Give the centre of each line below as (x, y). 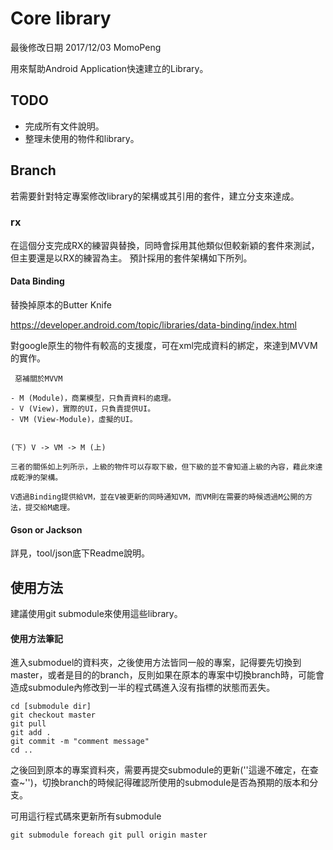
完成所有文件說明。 (64, 126)
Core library (61, 18)
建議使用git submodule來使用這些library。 (96, 614)
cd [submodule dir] (51, 707)
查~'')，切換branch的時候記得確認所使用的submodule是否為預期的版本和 (160, 783)
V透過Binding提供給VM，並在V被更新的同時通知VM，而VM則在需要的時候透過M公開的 (158, 497)
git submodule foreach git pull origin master (109, 835)
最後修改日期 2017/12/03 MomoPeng (86, 47)
